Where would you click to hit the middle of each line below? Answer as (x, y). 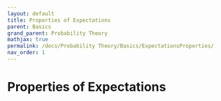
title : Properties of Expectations (59, 20)
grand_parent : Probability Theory (58, 33)
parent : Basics (29, 26)
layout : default (31, 14)
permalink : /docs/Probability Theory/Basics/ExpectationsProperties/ (111, 46)
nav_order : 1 (26, 53)
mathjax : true (28, 40)
